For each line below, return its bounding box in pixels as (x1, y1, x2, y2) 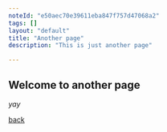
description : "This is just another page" (8, 42, 153, 50)
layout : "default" (8, 26, 70, 34)
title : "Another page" (8, 34, 84, 42)
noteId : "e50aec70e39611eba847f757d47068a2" (8, 11, 160, 20)
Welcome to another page (8, 78, 141, 92)
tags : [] (8, 19, 38, 27)
